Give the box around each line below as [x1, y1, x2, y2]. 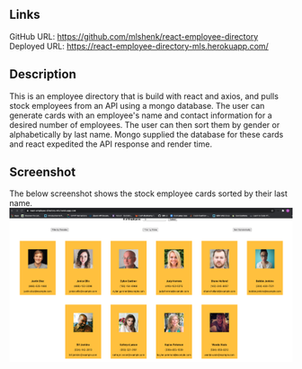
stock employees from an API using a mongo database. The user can [9, 100, 265, 111]
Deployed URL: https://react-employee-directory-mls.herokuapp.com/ [9, 40, 270, 51]
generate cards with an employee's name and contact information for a [9, 110, 272, 121]
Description [9, 67, 76, 82]
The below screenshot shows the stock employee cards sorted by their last [9, 188, 288, 199]
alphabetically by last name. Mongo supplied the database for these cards [9, 129, 284, 139]
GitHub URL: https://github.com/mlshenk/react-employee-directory [9, 31, 259, 41]
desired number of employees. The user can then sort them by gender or [9, 119, 280, 130]
